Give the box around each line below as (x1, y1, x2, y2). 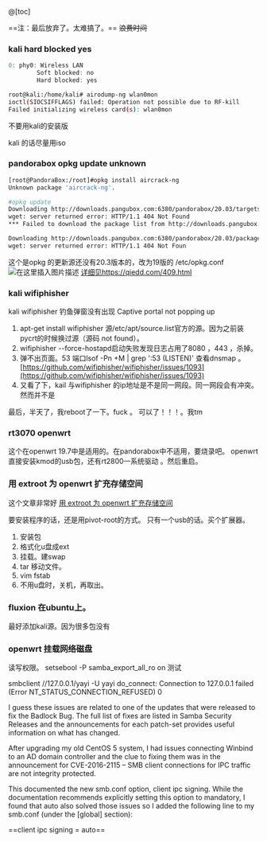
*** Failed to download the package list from (8, 220, 165, 228)
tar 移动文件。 (19, 561, 66, 571)
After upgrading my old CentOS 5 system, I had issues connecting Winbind (8, 743, 253, 753)
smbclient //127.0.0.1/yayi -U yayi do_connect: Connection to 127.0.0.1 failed (8, 679, 254, 688)
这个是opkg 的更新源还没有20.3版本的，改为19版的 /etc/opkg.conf (8, 257, 224, 267)
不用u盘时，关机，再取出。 (19, 580, 109, 590)
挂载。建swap (19, 552, 66, 561)
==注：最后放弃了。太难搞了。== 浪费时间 (8, 23, 147, 33)
